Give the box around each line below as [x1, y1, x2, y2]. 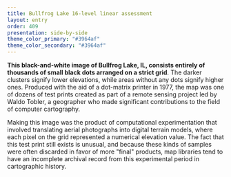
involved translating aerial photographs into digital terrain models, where [7, 125, 213, 134]
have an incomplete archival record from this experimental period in [7, 155, 200, 163]
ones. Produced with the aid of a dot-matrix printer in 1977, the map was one [7, 83, 225, 91]
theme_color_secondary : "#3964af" [7, 42, 107, 49]
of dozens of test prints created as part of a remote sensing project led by [7, 90, 217, 98]
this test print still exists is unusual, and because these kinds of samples [7, 140, 212, 148]
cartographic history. [7, 163, 67, 170]
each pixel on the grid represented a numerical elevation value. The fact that [7, 133, 224, 141]
